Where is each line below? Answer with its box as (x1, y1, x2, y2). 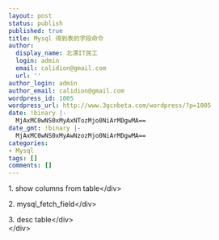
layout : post (8, 11, 53, 20)
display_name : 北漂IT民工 (15, 49, 99, 57)
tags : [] (8, 154, 38, 162)
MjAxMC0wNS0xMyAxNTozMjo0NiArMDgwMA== (15, 117, 147, 125)
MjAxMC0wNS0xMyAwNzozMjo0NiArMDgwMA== (15, 131, 147, 139)
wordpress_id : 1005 (8, 94, 74, 102)
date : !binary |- (8, 110, 67, 118)
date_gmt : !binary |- (8, 124, 82, 132)
